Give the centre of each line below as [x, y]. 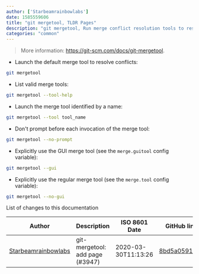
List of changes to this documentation [52, 208]
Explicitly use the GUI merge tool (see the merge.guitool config [92, 151]
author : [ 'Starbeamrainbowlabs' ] [47, 12]
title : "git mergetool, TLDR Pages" [51, 23]
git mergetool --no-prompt [39, 139]
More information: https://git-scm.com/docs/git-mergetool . [92, 50]
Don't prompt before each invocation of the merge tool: [82, 129]
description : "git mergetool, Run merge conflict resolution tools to [95, 28]
